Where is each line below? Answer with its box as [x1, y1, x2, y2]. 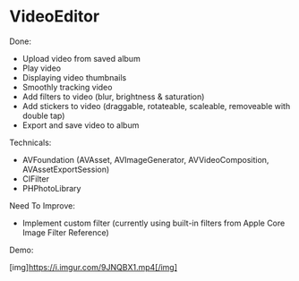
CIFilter [21, 173, 49, 184]
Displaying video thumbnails [21, 72, 127, 82]
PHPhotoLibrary [21, 183, 81, 193]
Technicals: [9, 137, 52, 148]
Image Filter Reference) [21, 226, 109, 238]
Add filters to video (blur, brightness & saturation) [21, 91, 205, 102]
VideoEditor [9, 6, 100, 27]
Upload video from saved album [21, 53, 141, 64]
